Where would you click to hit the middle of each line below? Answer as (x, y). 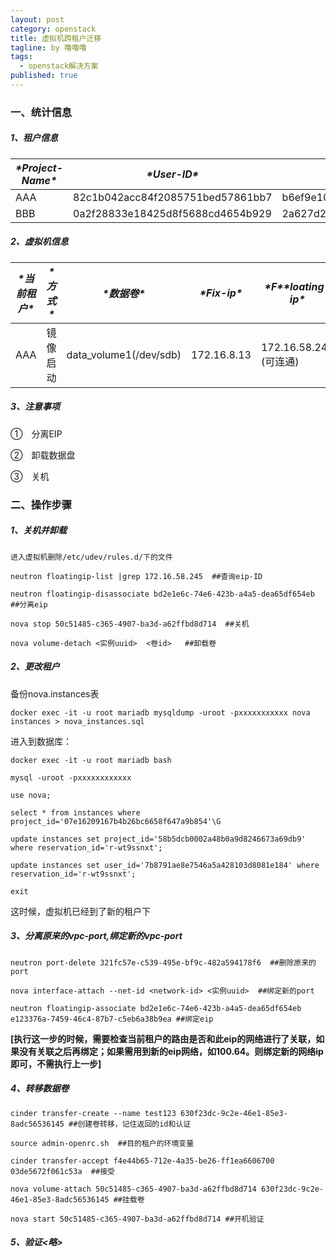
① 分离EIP (36, 433)
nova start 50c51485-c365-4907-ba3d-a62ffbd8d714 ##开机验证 (137, 1219)
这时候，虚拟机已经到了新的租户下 (80, 911)
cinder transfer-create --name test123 (93, 1113)
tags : (21, 57)
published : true (44, 76)
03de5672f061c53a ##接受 (62, 1171)
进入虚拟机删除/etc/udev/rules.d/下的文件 (91, 557)
